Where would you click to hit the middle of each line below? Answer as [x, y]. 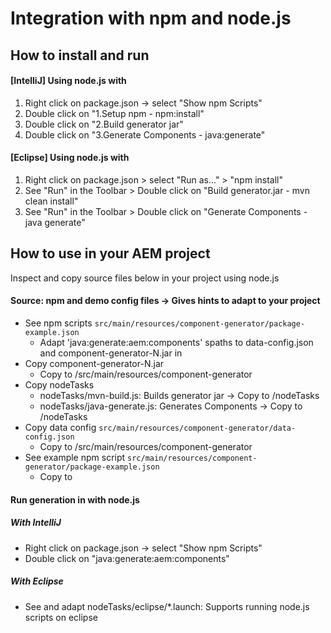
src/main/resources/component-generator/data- [197, 428]
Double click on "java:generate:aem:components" [127, 558]
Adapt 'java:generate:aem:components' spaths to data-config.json [176, 342]
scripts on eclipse [61, 617]
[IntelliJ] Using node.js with [68, 81]
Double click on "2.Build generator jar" [104, 124]
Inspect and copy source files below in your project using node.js [145, 278]
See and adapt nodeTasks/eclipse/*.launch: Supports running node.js [167, 606]
